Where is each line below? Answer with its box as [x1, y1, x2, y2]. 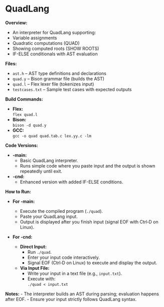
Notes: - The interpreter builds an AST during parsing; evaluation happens [5, 290, 159, 297]
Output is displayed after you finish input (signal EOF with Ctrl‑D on [20, 218, 159, 224]
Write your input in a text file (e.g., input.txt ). [27, 270, 122, 276]
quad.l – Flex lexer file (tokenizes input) [12, 81, 94, 87]
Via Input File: [20, 265, 50, 271]
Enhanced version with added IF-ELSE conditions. [20, 179, 123, 185]
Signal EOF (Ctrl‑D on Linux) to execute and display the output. [27, 260, 157, 266]
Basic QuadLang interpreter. [20, 157, 78, 164]
